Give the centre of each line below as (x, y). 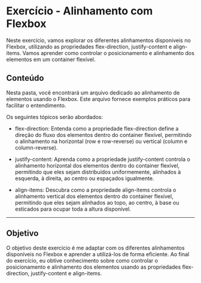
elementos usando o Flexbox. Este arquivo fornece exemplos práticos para (98, 99)
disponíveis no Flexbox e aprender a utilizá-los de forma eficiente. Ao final (98, 254)
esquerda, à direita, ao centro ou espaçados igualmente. (84, 178)
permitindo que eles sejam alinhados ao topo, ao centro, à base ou (97, 202)
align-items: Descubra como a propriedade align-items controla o (95, 190)
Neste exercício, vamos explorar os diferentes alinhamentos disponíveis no (99, 40)
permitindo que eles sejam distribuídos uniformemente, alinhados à (98, 172)
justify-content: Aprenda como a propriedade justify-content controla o (102, 159)
